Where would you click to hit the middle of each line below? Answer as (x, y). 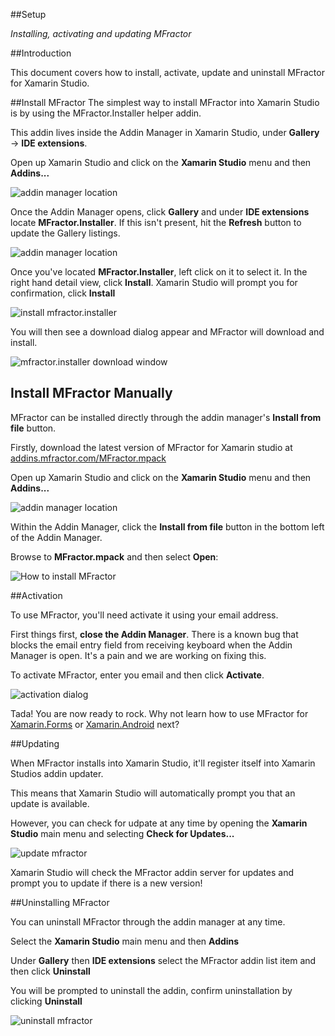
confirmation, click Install (63, 293)
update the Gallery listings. (65, 233)
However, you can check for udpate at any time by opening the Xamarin (159, 823)
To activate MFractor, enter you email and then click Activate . (137, 675)
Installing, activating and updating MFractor (101, 33)
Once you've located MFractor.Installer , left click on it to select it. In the (159, 272)
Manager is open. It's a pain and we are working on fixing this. (138, 655)
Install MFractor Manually (91, 393)
